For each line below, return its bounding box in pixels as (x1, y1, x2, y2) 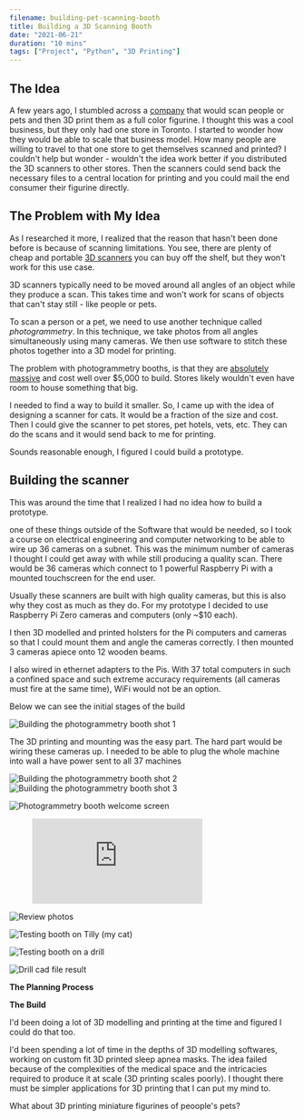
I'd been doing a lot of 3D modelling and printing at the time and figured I (9, 1016, 282, 1027)
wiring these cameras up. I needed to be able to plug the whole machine (9, 745, 279, 756)
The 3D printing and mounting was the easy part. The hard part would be (9, 735, 283, 746)
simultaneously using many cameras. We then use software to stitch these (9, 335, 288, 346)
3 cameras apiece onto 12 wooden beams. (9, 646, 168, 657)
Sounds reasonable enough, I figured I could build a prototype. (9, 446, 244, 457)
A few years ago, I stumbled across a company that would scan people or (9, 105, 285, 115)
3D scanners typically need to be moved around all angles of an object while (9, 279, 296, 290)
